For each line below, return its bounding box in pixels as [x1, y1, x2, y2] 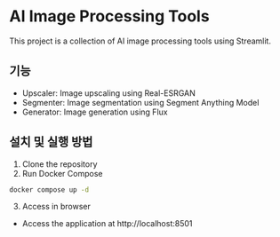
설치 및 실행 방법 [9, 135, 93, 150]
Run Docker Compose [21, 168, 103, 178]
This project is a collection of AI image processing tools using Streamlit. [9, 36, 271, 46]
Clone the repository [21, 158, 98, 170]
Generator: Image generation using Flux [21, 107, 168, 117]
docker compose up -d [9, 185, 90, 194]
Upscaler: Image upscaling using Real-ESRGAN [21, 87, 196, 99]
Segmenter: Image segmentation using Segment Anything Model [21, 97, 260, 107]
